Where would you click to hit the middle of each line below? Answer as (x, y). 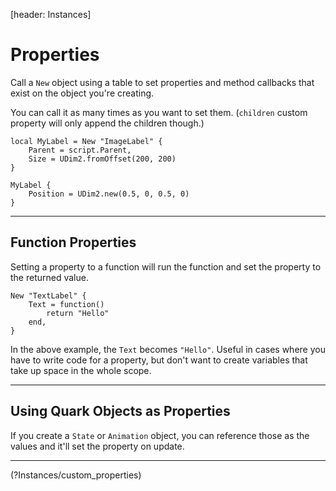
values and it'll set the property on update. (97, 446)
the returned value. (49, 277)
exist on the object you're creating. (82, 93)
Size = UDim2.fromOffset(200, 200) (102, 159)
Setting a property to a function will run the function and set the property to (166, 266)
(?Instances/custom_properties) (76, 475)
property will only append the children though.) (107, 123)
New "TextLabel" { (48, 295)
